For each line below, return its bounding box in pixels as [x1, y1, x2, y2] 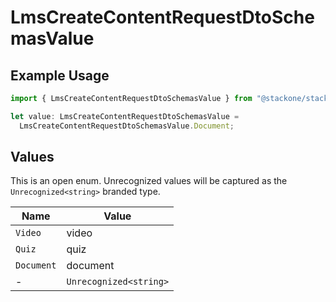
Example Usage [10, 67, 110, 84]
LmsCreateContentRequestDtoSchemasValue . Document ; [19, 121, 235, 131]
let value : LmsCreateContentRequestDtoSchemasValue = [10, 111, 240, 121]
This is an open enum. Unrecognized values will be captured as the [10, 175, 288, 187]
